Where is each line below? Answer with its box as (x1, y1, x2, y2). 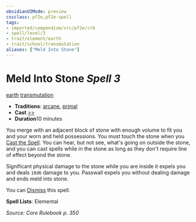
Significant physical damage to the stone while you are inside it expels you (6, 162, 186, 170)
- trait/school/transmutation (6, 42, 80, 47)
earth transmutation (6, 91, 54, 98)
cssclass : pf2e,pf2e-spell (6, 14, 72, 20)
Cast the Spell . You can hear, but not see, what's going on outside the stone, (6, 139, 191, 146)
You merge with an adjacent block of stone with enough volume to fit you (6, 127, 183, 134)
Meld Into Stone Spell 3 (6, 71, 121, 85)
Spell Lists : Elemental (6, 197, 59, 205)
